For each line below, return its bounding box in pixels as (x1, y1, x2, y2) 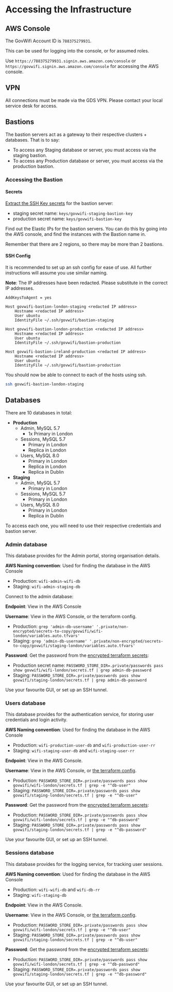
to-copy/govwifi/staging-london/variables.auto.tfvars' (12, 643, 135, 648)
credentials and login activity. (5, 717, 68, 723)
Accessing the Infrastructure (5, 4, 132, 15)
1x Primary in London (28, 430, 73, 437)
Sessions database (5, 849, 54, 857)
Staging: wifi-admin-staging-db (12, 583, 81, 589)
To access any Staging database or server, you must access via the (12, 147, 157, 153)
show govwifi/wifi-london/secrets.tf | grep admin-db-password (12, 668, 152, 673)
